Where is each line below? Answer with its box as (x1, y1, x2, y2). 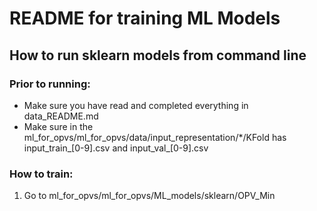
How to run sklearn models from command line (9, 47, 307, 64)
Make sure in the (23, 120, 94, 132)
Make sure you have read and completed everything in (23, 99, 249, 111)
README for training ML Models (9, 7, 281, 30)
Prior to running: (9, 77, 91, 91)
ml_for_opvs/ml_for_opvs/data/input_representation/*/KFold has (23, 131, 287, 143)
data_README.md (23, 110, 99, 122)
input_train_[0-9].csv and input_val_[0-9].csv (23, 142, 209, 154)
